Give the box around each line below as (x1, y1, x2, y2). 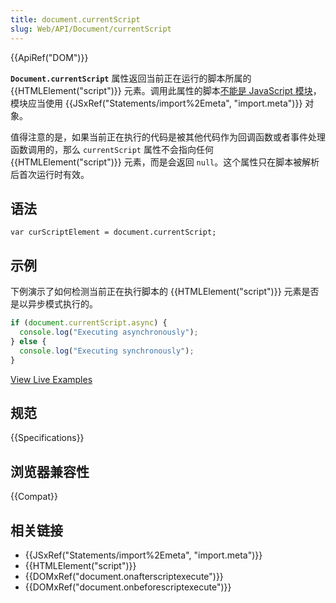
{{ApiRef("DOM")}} (10, 51, 89, 63)
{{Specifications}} (10, 432, 85, 444)
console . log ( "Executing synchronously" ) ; (19, 346, 195, 356)
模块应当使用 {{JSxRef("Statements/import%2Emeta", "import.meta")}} (10, 97, 303, 109)
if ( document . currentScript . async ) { (10, 318, 168, 328)
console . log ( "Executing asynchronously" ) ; (19, 327, 199, 337)
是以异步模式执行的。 (10, 298, 98, 310)
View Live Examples (10, 373, 93, 385)
